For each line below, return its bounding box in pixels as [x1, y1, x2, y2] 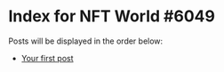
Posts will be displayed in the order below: [8, 36, 164, 46]
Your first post [20, 52, 74, 63]
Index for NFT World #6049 [8, 6, 215, 27]
